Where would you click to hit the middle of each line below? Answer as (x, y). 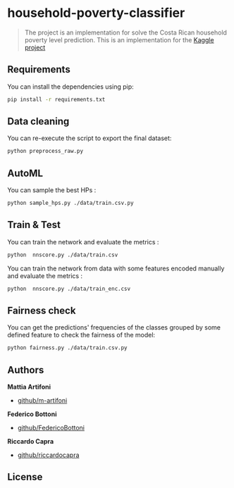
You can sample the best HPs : (52, 190)
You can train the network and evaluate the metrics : (83, 242)
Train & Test (34, 225)
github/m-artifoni (42, 401)
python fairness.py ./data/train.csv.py (68, 348)
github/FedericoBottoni (51, 428)
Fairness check (42, 310)
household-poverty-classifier (96, 13)
